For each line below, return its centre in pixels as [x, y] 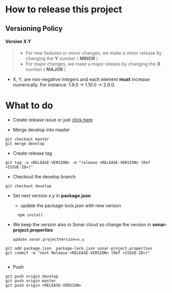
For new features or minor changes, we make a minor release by [94, 53]
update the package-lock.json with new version [71, 205]
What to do [29, 105]
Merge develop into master [41, 130]
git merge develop [25, 143]
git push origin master [31, 281]
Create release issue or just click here [53, 120]
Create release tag [32, 153]
